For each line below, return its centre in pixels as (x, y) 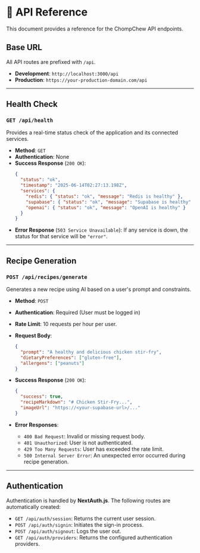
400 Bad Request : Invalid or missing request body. (84, 436)
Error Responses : (37, 425)
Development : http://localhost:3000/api (67, 73)
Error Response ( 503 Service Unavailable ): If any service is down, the (101, 230)
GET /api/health (30, 121)
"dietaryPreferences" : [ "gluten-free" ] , (71, 358)
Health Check (32, 104)
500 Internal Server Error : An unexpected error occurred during (104, 455)
